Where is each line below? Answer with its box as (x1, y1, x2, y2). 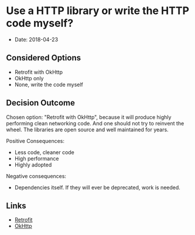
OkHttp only (14, 74, 44, 81)
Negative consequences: (6, 172, 66, 179)
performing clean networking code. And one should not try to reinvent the (6, 120, 184, 127)
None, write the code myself (14, 81, 84, 88)
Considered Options (6, 53, 81, 63)
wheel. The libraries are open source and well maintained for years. (6, 126, 169, 133)
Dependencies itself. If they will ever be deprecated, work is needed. (14, 183, 180, 191)
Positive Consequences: (6, 137, 65, 144)
